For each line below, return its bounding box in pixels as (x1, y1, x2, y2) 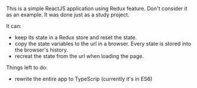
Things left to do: (6, 64, 48, 71)
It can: (6, 23, 22, 29)
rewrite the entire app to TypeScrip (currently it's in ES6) (14, 76, 153, 82)
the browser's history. (14, 46, 68, 53)
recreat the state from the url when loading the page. (14, 53, 144, 59)
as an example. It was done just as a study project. (6, 11, 130, 18)
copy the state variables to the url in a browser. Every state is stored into (14, 40, 191, 47)
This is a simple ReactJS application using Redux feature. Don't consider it (6, 5, 188, 12)
